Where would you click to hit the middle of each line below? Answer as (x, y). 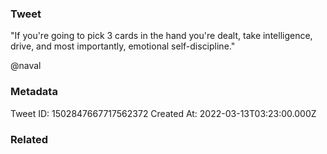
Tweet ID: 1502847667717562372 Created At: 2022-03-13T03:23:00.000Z (163, 113)
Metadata (34, 92)
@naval (26, 66)
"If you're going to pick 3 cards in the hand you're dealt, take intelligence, (161, 36)
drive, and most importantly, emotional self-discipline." (123, 46)
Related (29, 139)
